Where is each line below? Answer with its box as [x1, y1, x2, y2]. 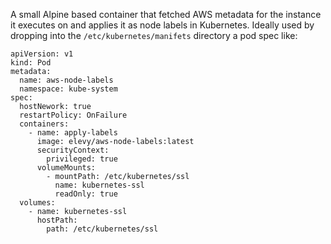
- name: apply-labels [28, 128, 118, 138]
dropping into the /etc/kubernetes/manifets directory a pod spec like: [10, 30, 298, 41]
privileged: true [46, 154, 118, 164]
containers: [19, 119, 70, 129]
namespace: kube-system [19, 84, 118, 94]
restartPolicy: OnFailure [19, 110, 128, 120]
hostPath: [36, 215, 78, 225]
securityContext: [36, 145, 110, 155]
